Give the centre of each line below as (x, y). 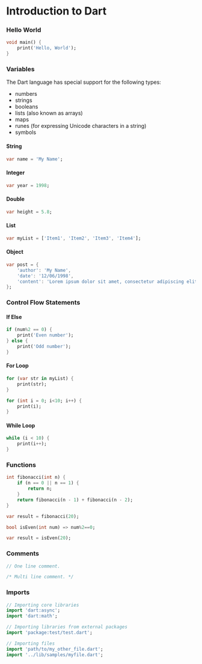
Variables (20, 69)
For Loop (17, 365)
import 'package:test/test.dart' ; (50, 633)
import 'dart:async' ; (33, 610)
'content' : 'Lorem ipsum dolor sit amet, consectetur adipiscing (101, 282)
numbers (26, 94)
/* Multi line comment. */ (40, 577)
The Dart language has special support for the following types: (84, 82)
